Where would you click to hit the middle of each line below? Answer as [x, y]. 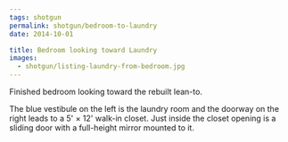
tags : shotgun [36, 17]
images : [24, 59]
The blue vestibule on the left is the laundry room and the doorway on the [144, 109]
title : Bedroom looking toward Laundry [83, 50]
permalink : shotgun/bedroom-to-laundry [83, 26]
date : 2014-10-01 [41, 34]
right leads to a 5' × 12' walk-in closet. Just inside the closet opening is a [143, 118]
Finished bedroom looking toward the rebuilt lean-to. [106, 91]
